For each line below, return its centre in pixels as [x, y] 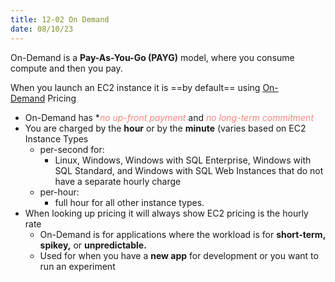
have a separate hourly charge [118, 181]
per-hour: [59, 192]
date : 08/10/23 [42, 29]
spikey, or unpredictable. [93, 245]
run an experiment [77, 266]
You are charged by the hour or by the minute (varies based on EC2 [165, 128]
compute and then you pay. [66, 68]
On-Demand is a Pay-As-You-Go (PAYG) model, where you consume [152, 57]
